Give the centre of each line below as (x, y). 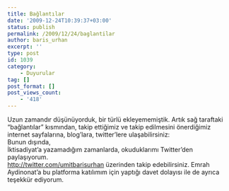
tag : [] (19, 80)
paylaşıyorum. (28, 157)
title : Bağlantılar (36, 14)
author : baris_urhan (38, 40)
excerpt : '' (25, 47)
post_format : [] (31, 86)
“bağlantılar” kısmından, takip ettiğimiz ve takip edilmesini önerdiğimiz (109, 127)
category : (22, 66)
